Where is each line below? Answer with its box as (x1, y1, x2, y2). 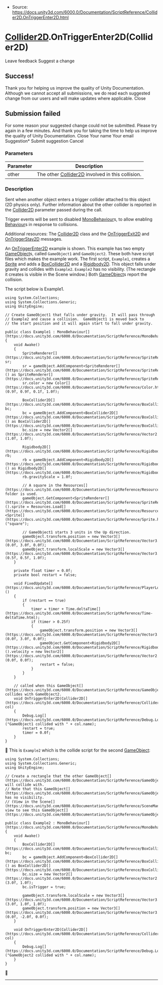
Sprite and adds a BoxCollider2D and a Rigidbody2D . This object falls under (5, 261, 156, 267)
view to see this (5, 808, 40, 813)
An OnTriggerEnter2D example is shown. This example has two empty (5, 246, 145, 251)
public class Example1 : (5, 330, 55, 335)
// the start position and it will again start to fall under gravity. (5, 321, 153, 326)
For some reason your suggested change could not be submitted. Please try (5, 122, 157, 128)
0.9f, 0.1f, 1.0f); (20, 389, 60, 394)
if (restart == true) (22, 598, 66, 603)
